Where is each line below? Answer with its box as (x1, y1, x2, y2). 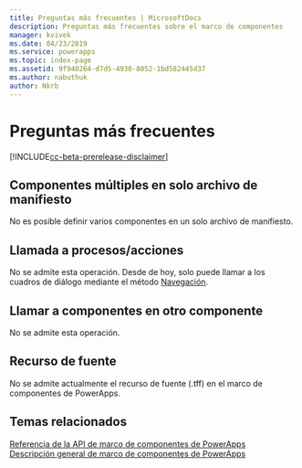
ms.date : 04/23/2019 (9, 38, 89, 48)
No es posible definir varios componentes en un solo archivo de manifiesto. (9, 216, 294, 227)
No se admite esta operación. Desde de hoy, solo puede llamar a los (9, 267, 266, 278)
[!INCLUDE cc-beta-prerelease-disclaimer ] (9, 151, 169, 162)
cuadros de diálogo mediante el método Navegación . (9, 276, 208, 288)
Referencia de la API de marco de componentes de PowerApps (9, 438, 246, 449)
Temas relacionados (9, 414, 128, 430)
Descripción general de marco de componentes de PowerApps (9, 448, 246, 459)
